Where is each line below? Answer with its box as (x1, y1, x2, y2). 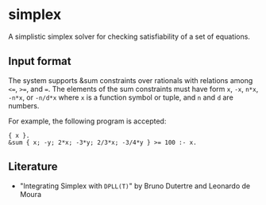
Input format (8, 55, 71, 68)
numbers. (8, 101, 40, 110)
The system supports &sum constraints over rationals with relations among (8, 75, 253, 85)
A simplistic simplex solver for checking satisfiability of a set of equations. (8, 32, 250, 41)
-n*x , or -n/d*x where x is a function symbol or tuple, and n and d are (8, 93, 234, 102)
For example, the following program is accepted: (8, 116, 167, 126)
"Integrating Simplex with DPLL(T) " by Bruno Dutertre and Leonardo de (19, 180, 251, 191)
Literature (8, 160, 58, 173)
